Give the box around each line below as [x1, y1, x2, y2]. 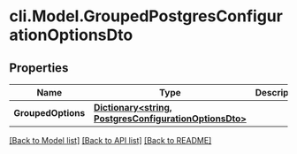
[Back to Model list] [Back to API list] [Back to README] [9, 135, 212, 145]
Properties [9, 60, 69, 75]
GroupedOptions [13, 107, 86, 119]
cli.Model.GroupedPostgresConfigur [9, 6, 283, 27]
